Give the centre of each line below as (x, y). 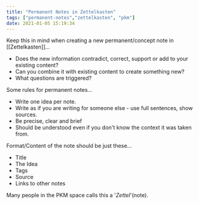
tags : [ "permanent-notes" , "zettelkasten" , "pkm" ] (71, 18)
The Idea (26, 164)
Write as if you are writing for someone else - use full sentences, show (104, 108)
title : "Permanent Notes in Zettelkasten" (61, 12)
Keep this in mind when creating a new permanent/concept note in (90, 41)
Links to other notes (40, 184)
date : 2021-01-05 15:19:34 (41, 23)
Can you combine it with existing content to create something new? (100, 72)
